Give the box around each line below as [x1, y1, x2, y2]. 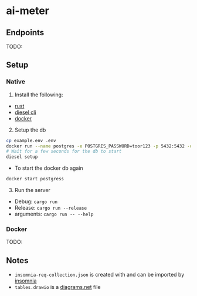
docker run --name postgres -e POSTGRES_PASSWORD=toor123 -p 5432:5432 [6, 143, 185, 149]
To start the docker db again [14, 164, 83, 171]
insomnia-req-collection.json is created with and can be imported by [14, 271, 185, 278]
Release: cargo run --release [14, 204, 87, 211]
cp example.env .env [6, 137, 57, 143]
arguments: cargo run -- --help [14, 210, 94, 218]
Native [6, 78, 25, 86]
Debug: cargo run [14, 198, 57, 205]
